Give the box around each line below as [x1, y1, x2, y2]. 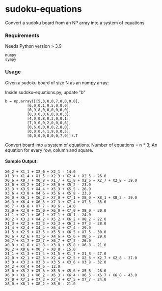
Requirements [5, 32, 40, 39]
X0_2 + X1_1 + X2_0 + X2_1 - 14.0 [5, 169, 76, 174]
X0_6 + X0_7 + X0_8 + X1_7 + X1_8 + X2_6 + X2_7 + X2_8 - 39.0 [5, 178, 137, 183]
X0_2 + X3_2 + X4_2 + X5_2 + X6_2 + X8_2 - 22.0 [5, 217, 107, 222]
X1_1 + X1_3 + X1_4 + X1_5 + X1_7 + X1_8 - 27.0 [5, 251, 107, 256]
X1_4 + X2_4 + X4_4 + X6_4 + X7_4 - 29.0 [5, 225, 91, 230]
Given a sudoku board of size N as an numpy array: [5, 80, 109, 86]
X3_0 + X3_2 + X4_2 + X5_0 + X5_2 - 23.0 [5, 182, 91, 187]
